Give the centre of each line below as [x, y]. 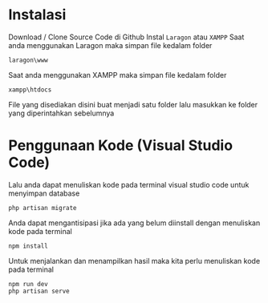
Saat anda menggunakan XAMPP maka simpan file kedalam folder [118, 75]
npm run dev [28, 284]
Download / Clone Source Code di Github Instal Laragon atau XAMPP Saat [126, 37]
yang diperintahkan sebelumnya [61, 113]
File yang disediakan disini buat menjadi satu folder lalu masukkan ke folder [133, 104]
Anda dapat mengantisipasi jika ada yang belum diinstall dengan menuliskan [134, 223]
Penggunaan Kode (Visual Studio [121, 145]
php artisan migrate [43, 208]
